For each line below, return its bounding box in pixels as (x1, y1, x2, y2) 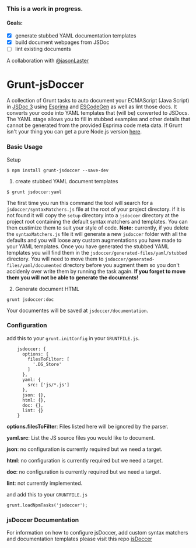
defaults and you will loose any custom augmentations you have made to (6, 237, 182, 244)
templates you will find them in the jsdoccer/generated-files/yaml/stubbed (6, 249, 187, 256)
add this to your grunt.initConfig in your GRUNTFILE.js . (6, 334, 140, 341)
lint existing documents (15, 46, 72, 53)
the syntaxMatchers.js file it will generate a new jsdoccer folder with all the (6, 230, 187, 237)
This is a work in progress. (6, 5, 83, 13)
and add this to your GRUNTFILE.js (6, 491, 88, 498)
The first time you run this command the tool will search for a (6, 199, 153, 206)
